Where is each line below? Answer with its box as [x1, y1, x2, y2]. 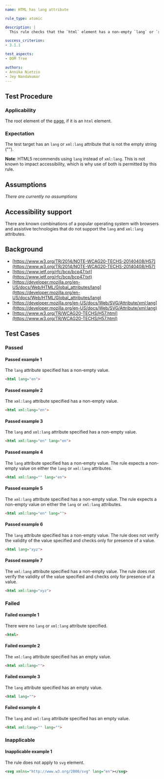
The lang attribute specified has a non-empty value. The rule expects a [5, 460, 148, 466]
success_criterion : [5, 38, 45, 43]
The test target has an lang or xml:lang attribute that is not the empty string [5, 141, 157, 147]
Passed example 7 [5, 557, 43, 563]
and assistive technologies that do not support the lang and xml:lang [5, 226, 143, 231]
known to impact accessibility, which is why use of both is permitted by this [5, 161, 157, 167]
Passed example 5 [5, 485, 43, 491]
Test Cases [5, 330, 40, 338]
